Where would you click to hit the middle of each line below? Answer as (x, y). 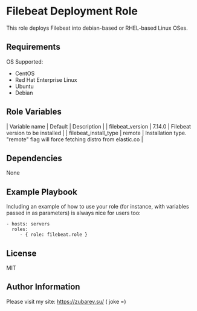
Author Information (43, 287)
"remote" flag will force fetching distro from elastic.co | (75, 139)
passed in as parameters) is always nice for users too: (73, 213)
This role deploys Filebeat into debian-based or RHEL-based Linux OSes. (97, 28)
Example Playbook (42, 192)
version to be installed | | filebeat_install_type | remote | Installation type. (96, 133)
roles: (20, 229)
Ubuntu (24, 86)
